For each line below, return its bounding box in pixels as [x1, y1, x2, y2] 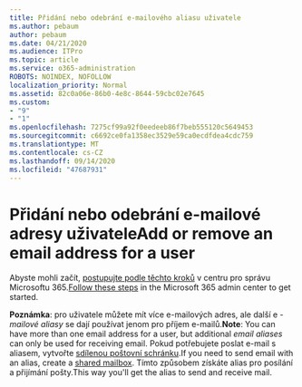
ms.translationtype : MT [9, 140, 100, 149]
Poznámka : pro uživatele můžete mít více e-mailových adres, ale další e [9, 309, 278, 320]
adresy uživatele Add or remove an [9, 223, 274, 244]
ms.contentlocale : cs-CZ [9, 148, 103, 157]
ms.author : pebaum [9, 22, 79, 31]
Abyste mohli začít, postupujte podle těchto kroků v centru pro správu [9, 273, 270, 284]
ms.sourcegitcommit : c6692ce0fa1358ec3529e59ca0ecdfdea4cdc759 [9, 131, 254, 140]
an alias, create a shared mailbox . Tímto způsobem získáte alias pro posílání [9, 357, 293, 368]
